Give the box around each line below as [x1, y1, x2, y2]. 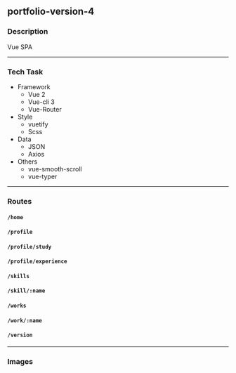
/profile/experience [7, 258, 68, 266]
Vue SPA [7, 42, 33, 51]
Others [17, 157, 38, 166]
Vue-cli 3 [27, 98, 55, 106]
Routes [7, 196, 32, 206]
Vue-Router [27, 105, 62, 113]
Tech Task [7, 67, 44, 77]
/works [7, 302, 27, 310]
